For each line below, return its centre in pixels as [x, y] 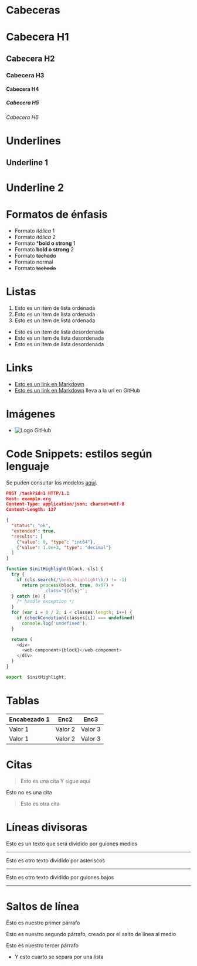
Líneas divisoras [47, 827]
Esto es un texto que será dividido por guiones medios [72, 844]
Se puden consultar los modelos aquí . [52, 482]
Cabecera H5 [23, 103]
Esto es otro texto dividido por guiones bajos [60, 877]
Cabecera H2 [30, 58]
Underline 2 [35, 188]
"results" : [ [27, 537]
